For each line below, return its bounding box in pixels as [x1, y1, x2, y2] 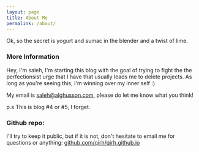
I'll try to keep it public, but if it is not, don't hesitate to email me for [6, 132, 176, 140]
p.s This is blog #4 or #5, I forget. [6, 103, 91, 110]
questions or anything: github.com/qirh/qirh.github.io [6, 139, 140, 146]
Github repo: [6, 118, 45, 127]
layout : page [6, 9, 40, 15]
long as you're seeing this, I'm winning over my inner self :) [6, 79, 156, 86]
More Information [6, 53, 59, 61]
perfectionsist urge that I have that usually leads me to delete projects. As [6, 73, 192, 80]
